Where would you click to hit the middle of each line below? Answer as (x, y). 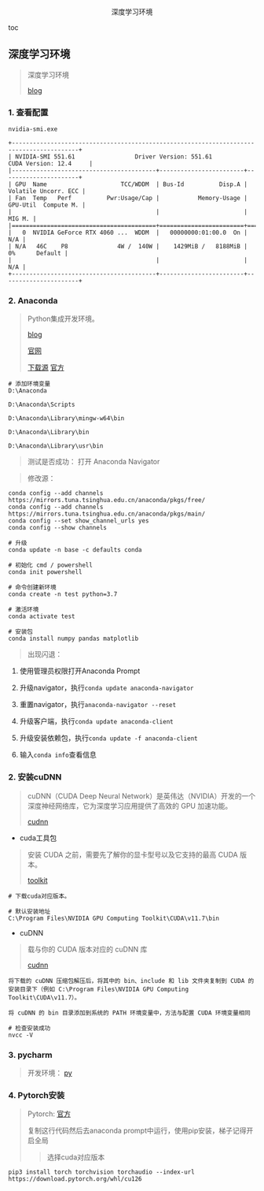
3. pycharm (30, 1055)
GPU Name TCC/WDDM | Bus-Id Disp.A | (131, 184)
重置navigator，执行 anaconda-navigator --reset (98, 705)
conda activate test (42, 616)
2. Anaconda (33, 301)
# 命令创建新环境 (32, 588)
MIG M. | (22, 219)
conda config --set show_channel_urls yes (79, 521)
